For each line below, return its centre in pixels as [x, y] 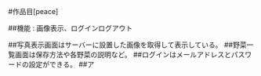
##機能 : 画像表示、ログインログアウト [71, 28]
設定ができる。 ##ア [62, 64]
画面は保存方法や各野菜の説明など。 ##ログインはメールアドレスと [123, 54]
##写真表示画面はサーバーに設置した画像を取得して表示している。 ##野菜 [127, 45]
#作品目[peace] [33, 11]
